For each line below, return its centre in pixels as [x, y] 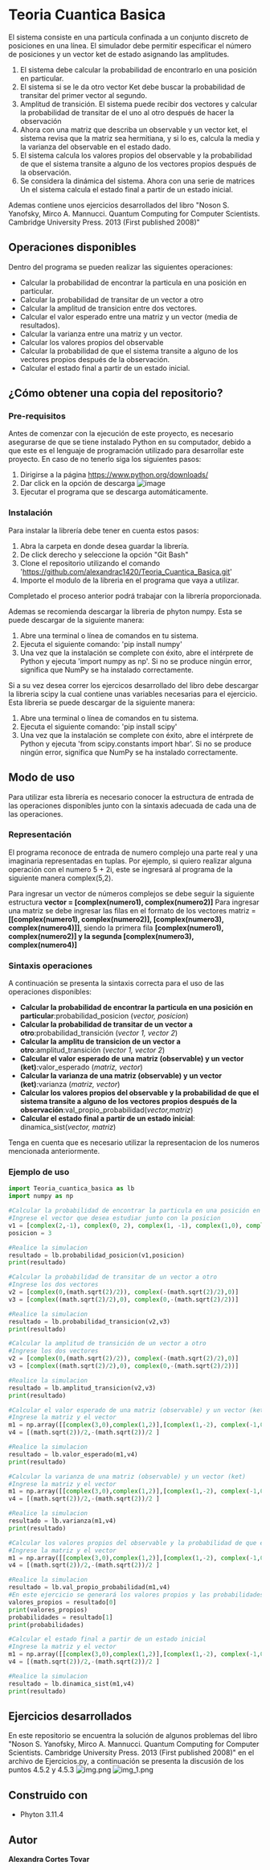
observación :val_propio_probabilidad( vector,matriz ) [106, 1110]
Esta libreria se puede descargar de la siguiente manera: [102, 702]
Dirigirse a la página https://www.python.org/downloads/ [114, 475]
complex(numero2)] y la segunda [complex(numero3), [101, 936]
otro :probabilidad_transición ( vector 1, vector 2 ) [99, 1033]
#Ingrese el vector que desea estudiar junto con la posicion [115, 1218]
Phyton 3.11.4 [42, 1814]
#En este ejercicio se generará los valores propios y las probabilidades [136, 1595]
